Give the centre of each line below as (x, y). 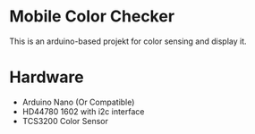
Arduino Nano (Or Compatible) (78, 102)
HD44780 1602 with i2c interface (83, 111)
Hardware (47, 77)
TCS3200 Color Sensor (65, 121)
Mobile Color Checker (92, 17)
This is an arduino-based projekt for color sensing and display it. (128, 41)
